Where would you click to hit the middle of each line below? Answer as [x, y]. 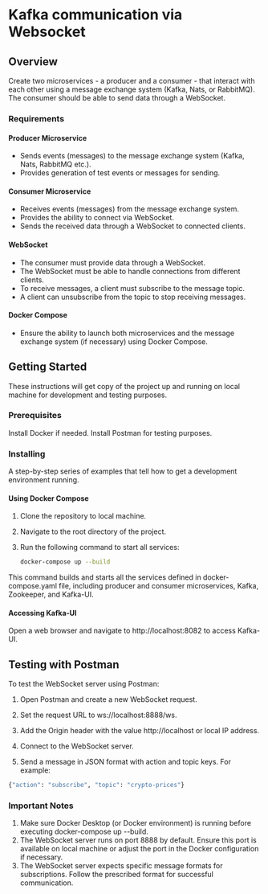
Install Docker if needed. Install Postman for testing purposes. [110, 433]
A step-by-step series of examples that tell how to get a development [123, 471]
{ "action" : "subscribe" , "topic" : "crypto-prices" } [96, 785]
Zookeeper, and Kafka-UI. [51, 595]
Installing [27, 453]
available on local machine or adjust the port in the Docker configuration [139, 849]
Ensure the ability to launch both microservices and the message [127, 333]
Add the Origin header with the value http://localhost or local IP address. [139, 731]
